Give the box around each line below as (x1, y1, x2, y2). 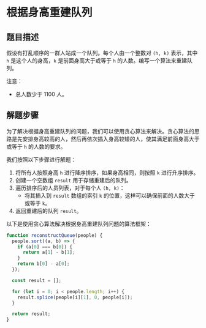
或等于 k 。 (24, 199, 51, 207)
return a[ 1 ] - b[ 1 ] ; (22, 249, 75, 256)
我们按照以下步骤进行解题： (6, 155, 77, 163)
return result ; (12, 311, 51, 317)
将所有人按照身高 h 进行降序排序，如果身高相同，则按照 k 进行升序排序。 (15, 169, 199, 176)
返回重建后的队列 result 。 (15, 207, 82, 214)
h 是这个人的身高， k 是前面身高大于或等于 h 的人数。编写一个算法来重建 (6, 57, 188, 64)
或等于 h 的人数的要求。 (6, 143, 66, 150)
